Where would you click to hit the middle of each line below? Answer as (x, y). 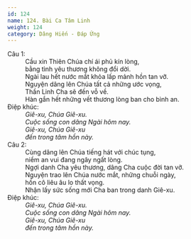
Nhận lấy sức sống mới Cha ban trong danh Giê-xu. (100, 190)
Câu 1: (17, 54)
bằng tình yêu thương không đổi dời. (78, 69)
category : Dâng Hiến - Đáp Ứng (54, 34)
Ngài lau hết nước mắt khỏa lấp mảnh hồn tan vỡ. (97, 77)
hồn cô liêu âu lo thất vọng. (65, 183)
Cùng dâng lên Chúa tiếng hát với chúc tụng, (91, 152)
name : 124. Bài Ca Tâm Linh (49, 21)
